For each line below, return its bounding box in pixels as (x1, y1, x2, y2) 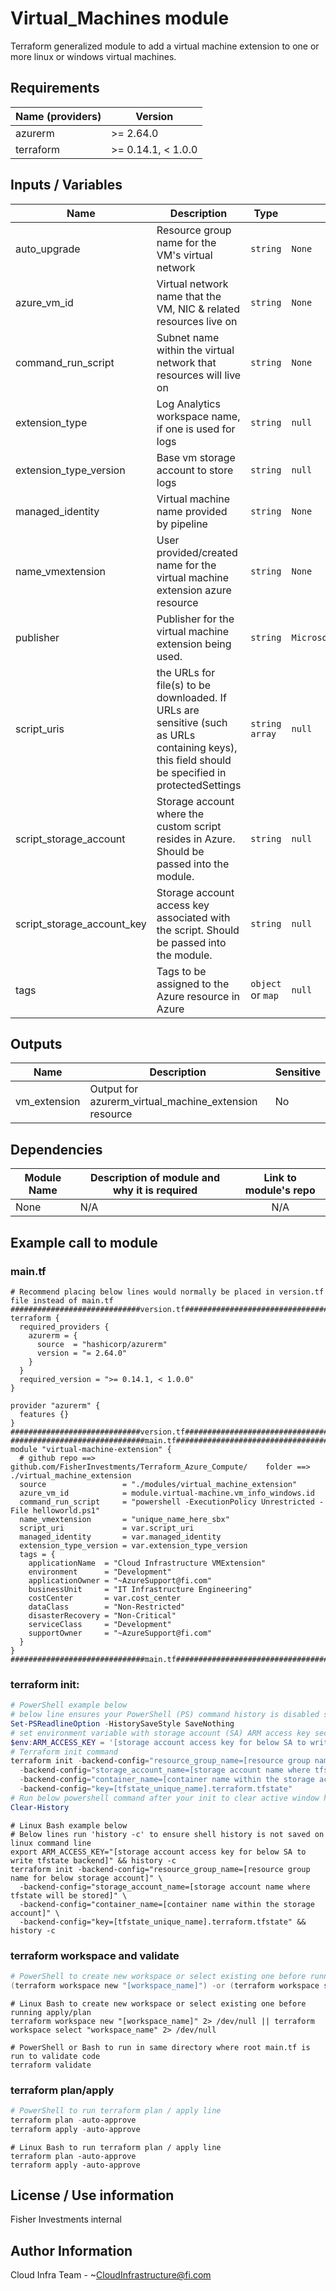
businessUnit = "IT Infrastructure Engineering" (28, 1584, 253, 1594)
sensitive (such (156, 715, 228, 729)
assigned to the (156, 977, 230, 991)
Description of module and (89, 1171, 221, 1185)
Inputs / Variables (10, 177, 123, 194)
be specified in (156, 765, 227, 779)
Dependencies (10, 1141, 103, 1158)
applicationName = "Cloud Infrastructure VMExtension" (28, 1558, 267, 1568)
